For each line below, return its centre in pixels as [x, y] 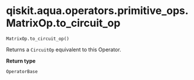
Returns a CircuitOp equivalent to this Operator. [64, 49]
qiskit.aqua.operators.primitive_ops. [97, 11]
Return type [21, 61]
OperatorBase [22, 71]
